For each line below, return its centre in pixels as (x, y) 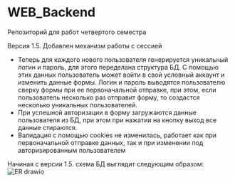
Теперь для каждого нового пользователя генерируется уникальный (123, 59)
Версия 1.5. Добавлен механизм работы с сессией (85, 45)
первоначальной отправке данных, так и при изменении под (110, 142)
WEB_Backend (52, 12)
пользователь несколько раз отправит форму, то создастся (109, 97)
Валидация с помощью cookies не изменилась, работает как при (117, 135)
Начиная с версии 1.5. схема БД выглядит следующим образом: (106, 164)
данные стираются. (47, 127)
